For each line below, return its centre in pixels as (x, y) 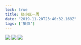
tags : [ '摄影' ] (20, 23)
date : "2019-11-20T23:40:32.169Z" (41, 19)
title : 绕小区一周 (22, 14)
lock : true (16, 10)
